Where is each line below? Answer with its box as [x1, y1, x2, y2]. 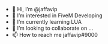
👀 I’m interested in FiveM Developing [11, 12, 103, 19]
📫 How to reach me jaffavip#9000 [11, 32, 98, 38]
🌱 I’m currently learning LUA [11, 18, 82, 25]
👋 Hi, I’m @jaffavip [11, 6, 58, 12]
